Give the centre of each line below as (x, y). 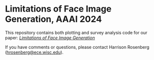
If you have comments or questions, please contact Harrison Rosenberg (77, 47)
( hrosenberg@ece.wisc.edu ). (34, 52)
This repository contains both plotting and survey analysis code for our (76, 32)
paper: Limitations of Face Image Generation (50, 38)
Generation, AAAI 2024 (54, 19)
